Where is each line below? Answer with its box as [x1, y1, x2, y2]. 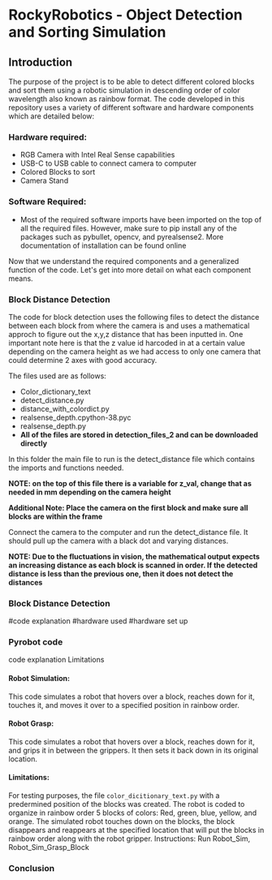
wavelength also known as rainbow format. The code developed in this [8, 94, 245, 103]
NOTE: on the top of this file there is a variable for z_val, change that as [8, 478, 252, 488]
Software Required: [8, 196, 87, 208]
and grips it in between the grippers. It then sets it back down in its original [8, 745, 258, 755]
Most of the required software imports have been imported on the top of [19, 214, 262, 224]
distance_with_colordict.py [19, 403, 110, 413]
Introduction [8, 55, 73, 69]
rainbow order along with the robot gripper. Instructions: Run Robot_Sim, [8, 834, 251, 843]
